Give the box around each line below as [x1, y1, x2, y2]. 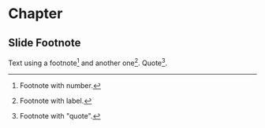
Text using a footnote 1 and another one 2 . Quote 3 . [8, 57, 168, 68]
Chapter [8, 5, 63, 23]
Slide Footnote [8, 36, 81, 49]
